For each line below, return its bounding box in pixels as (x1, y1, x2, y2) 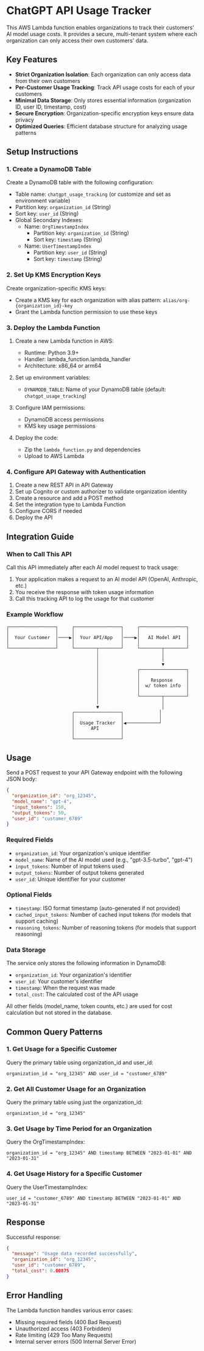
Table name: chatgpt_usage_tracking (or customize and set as (15, 190, 172, 198)
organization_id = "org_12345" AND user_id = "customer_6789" (6, 1070, 167, 1077)
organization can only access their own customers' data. (6, 37, 149, 44)
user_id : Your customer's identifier (15, 978, 103, 985)
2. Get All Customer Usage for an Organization (6, 1084, 146, 1093)
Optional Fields (6, 891, 52, 899)
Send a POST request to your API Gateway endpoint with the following (6, 769, 183, 776)
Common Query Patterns (6, 1027, 103, 1037)
